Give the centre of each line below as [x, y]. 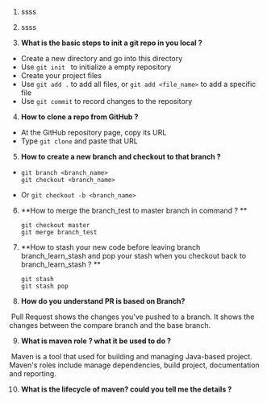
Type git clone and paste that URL [79, 141]
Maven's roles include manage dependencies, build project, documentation [135, 365]
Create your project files [61, 75]
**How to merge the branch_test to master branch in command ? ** [134, 210]
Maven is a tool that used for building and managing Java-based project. [131, 356]
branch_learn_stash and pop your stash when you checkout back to [133, 256]
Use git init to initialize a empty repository [96, 67]
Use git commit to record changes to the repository [106, 101]
